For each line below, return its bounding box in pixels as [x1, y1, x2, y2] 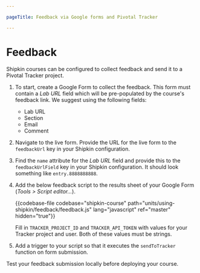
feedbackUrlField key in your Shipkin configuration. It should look [15, 163, 179, 171]
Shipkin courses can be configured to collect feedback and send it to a [6, 65, 183, 72]
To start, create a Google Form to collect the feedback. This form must [15, 83, 191, 90]
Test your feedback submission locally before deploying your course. [6, 260, 179, 267]
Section [24, 114, 44, 121]
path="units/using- [127, 199, 175, 207]
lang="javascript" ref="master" [92, 206, 171, 213]
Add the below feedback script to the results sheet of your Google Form [15, 181, 195, 189]
